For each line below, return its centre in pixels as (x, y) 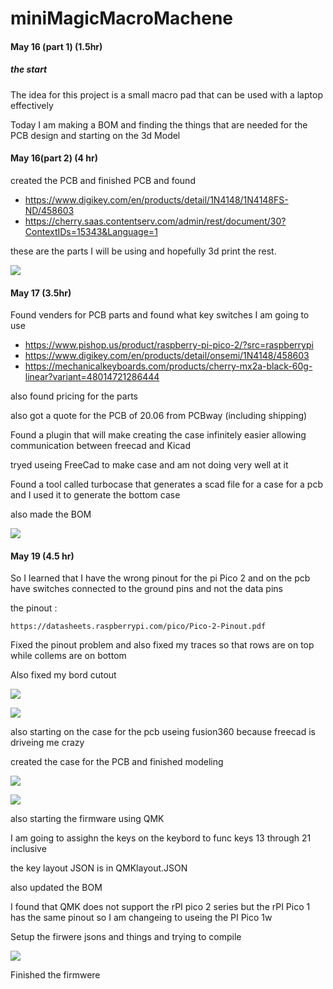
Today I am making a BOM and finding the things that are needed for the (159, 124)
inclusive (28, 849)
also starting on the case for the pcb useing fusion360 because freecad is (163, 732)
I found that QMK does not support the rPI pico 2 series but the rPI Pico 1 (160, 907)
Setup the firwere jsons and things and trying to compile (126, 937)
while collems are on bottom (68, 656)
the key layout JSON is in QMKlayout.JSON (99, 868)
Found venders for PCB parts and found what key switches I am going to (160, 315)
